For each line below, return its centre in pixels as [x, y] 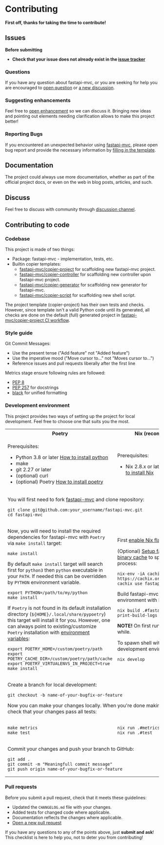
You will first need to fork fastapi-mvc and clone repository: [76, 499]
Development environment [37, 405]
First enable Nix [135, 540]
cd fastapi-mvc [25, 515]
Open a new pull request [37, 823]
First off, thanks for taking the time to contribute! [56, 22]
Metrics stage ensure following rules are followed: [55, 373]
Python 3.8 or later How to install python [62, 457]
